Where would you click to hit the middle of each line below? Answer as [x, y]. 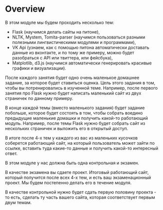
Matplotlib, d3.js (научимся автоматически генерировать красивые [82, 63]
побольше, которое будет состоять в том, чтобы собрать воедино [74, 113]
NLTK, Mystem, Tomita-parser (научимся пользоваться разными [79, 37]
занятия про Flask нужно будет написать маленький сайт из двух [73, 93]
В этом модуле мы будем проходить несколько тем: [60, 22]
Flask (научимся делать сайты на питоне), [56, 32]
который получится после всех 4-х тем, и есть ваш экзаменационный [78, 177]
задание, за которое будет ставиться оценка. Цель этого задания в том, [80, 83]
